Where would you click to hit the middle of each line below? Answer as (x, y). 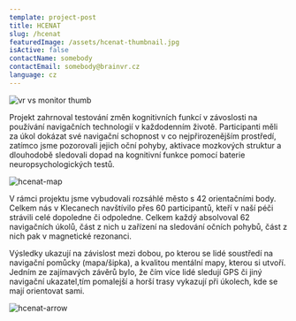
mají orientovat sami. (47, 290)
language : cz (33, 75)
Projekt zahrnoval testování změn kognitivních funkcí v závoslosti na (133, 117)
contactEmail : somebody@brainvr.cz (75, 67)
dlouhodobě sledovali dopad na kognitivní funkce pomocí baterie (127, 155)
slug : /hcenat (35, 34)
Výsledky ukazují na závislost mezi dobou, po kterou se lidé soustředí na (141, 253)
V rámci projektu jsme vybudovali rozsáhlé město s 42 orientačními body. (143, 198)
